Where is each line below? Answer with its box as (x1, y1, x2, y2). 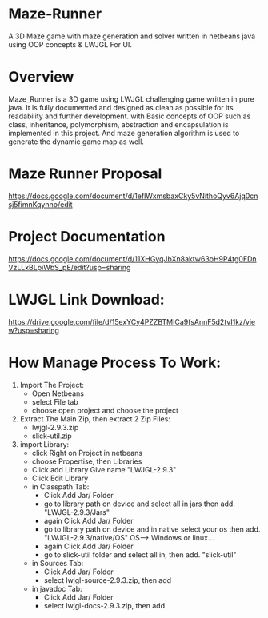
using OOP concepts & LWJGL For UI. (8, 39, 132, 49)
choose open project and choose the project (31, 405, 178, 415)
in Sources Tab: (31, 558, 84, 568)
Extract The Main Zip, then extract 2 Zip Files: (19, 413, 170, 424)
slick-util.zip (31, 431, 72, 441)
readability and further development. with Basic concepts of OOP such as (8, 111, 251, 121)
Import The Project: (19, 380, 84, 389)
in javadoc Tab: (31, 584, 82, 593)
